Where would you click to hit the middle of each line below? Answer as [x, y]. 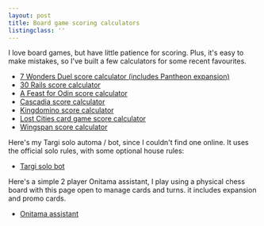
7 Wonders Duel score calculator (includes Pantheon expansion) [124, 77]
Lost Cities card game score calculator [83, 119]
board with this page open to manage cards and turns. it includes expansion [132, 190]
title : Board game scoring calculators [74, 23]
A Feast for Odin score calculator [74, 94]
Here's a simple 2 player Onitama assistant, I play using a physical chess [127, 182]
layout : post [30, 15]
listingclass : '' [37, 30]
